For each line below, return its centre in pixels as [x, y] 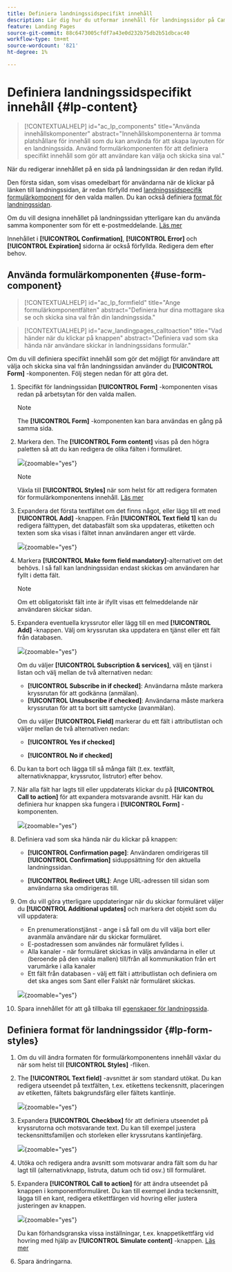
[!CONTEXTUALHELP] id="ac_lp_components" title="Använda [112, 126]
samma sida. [35, 428]
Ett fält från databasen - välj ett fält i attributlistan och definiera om [122, 973]
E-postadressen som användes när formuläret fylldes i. [106, 944]
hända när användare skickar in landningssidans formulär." [107, 345]
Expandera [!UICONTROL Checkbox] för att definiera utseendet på [113, 1121]
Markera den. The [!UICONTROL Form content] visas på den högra [113, 441]
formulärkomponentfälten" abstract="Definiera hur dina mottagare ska [124, 310]
